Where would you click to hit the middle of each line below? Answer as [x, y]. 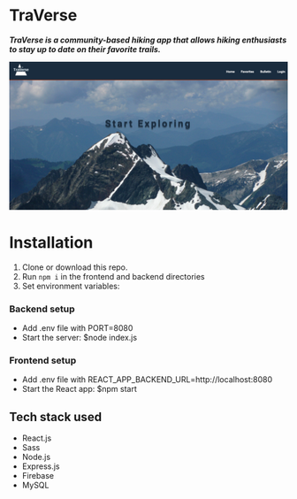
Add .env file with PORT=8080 [77, 327]
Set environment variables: [71, 286]
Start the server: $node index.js [80, 337]
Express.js [41, 466]
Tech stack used [56, 417]
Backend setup [42, 309]
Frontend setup [43, 360]
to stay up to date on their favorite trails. [85, 49]
